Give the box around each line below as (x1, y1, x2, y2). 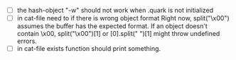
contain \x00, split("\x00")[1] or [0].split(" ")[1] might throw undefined (16, 30, 220, 38)
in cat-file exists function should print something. (16, 44, 161, 53)
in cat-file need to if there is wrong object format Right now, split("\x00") (16, 14, 230, 23)
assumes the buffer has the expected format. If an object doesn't (16, 22, 208, 30)
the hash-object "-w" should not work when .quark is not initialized (16, 6, 214, 14)
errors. (16, 37, 37, 45)
